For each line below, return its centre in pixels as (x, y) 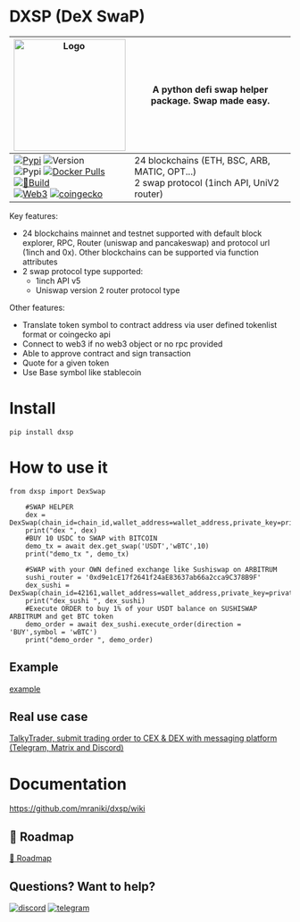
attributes (40, 262)
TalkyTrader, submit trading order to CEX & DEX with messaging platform (143, 738)
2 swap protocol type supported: (83, 271)
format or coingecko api (67, 334)
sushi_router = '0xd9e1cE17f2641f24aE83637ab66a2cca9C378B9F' (143, 577)
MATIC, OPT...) (165, 172)
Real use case (49, 717)
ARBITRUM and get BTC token (62, 616)
